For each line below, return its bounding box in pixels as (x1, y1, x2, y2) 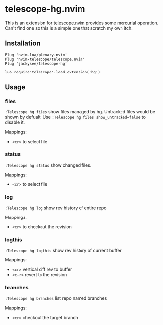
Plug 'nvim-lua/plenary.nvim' (5, 52, 68, 57)
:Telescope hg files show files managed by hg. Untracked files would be (5, 109, 156, 115)
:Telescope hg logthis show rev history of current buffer (5, 248, 122, 253)
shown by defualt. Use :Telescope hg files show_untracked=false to (5, 114, 146, 120)
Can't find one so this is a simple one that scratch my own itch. (5, 25, 133, 31)
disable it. (5, 119, 25, 125)
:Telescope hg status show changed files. (5, 162, 92, 168)
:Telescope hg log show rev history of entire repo (5, 205, 107, 211)
